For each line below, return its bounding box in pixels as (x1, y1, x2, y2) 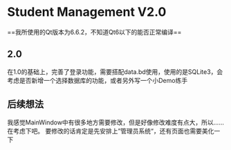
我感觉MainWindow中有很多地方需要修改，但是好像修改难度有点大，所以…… (7, 118, 225, 126)
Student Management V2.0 (7, 4, 167, 20)
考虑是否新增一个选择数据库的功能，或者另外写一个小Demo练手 (7, 76, 188, 84)
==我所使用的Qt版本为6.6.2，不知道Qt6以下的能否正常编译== (7, 28, 182, 36)
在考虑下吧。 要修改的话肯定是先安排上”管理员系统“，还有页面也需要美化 (7, 126, 214, 135)
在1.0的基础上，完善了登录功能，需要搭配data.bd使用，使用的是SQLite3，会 (7, 67, 223, 76)
